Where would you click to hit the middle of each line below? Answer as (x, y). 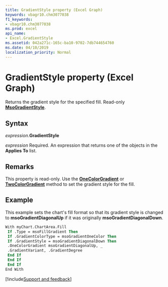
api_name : (16, 33)
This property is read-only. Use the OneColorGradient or (65, 179)
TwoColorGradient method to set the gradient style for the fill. (70, 184)
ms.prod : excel (21, 29)
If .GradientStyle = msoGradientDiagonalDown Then (62, 241)
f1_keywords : (19, 19)
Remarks (20, 167)
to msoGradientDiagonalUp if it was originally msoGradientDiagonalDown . (84, 218)
